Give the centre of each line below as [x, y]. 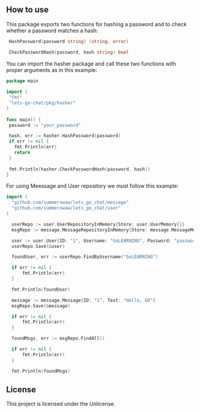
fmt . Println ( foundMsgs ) [41, 371]
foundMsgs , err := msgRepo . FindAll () [58, 339]
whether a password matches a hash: [52, 30]
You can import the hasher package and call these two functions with [91, 63]
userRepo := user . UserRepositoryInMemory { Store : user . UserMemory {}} [98, 224]
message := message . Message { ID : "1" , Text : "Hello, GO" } [84, 300]
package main [22, 81]
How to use [27, 10]
